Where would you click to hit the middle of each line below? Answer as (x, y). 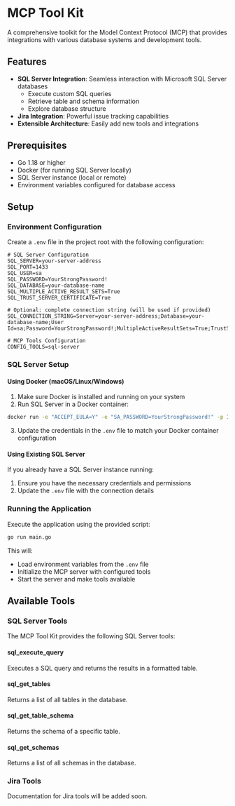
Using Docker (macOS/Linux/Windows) (66, 381)
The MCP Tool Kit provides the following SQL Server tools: (91, 636)
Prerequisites (37, 146)
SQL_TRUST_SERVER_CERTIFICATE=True (59, 298)
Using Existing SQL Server (46, 454)
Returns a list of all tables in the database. (67, 699)
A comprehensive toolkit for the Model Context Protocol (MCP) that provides (117, 32)
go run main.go (29, 537)
